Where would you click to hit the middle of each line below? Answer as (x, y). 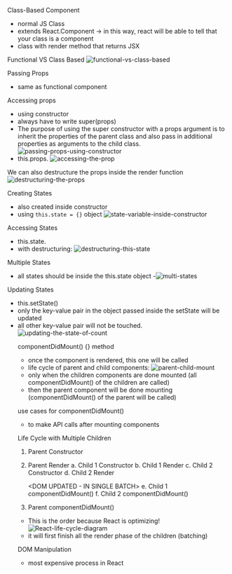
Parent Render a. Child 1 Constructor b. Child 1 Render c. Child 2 (120, 465)
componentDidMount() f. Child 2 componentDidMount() (108, 494)
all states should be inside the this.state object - (87, 276)
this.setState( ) (37, 303)
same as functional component (62, 87)
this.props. (33, 158)
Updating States (30, 289)
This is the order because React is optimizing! (94, 521)
